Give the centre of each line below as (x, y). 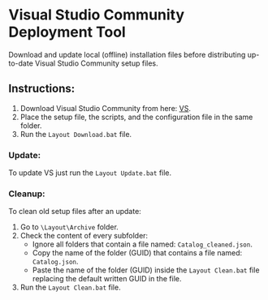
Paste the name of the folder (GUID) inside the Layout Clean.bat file (146, 270)
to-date (21, 63)
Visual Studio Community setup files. (97, 63)
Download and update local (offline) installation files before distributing (127, 54)
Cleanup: (27, 194)
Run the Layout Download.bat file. (76, 134)
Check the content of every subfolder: (84, 236)
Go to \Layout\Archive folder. (69, 227)
